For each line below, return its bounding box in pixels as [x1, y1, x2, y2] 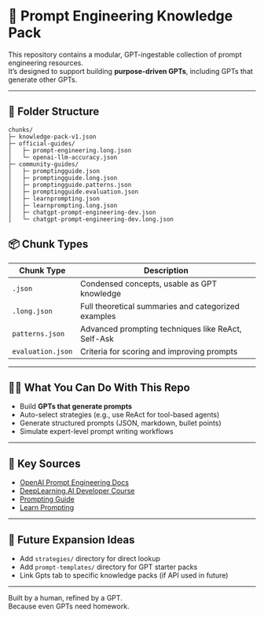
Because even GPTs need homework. [8, 601, 130, 611]
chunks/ [8, 126, 34, 134]
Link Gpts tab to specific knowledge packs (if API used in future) [19, 571, 229, 580]
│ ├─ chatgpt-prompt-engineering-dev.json [8, 208, 156, 216]
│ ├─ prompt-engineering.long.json [8, 146, 132, 154]
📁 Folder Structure [8, 105, 100, 119]
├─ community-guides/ [8, 160, 79, 168]
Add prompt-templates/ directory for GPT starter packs [19, 562, 198, 571]
